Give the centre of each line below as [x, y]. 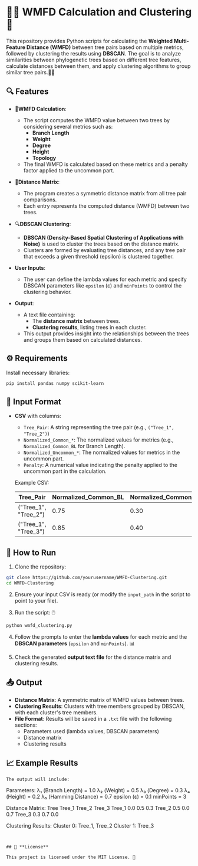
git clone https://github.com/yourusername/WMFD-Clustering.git [87, 578]
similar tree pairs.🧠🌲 [30, 72]
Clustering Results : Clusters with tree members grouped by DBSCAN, [100, 706]
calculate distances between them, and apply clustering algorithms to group [98, 66]
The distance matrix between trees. [76, 321]
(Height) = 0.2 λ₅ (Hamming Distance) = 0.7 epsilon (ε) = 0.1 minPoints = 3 [96, 797]
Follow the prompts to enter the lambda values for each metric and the [101, 636]
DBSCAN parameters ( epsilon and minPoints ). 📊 [75, 643]
